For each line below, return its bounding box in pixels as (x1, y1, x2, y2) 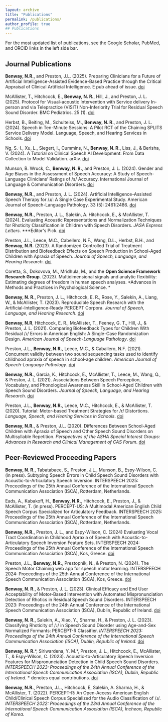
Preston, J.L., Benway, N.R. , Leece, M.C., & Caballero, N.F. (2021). (5, 345, 142, 352)
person (5, 104, 20, 110)
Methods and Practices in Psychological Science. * (5, 284, 111, 290)
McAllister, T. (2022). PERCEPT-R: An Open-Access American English (5, 689, 149, 696)
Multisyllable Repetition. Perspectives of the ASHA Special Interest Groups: (5, 433, 160, 440)
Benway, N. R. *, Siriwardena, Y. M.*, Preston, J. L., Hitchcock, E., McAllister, (5, 648, 161, 654)
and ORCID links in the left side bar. (5, 45, 79, 51)
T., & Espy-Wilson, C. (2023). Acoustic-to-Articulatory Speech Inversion (5, 653, 154, 659)
